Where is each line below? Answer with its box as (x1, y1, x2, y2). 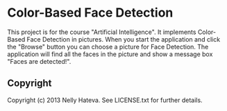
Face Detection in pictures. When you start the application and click (26, 35, 221, 43)
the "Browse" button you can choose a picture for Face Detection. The (7, 42, 209, 51)
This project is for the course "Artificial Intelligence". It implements (7, 28, 196, 36)
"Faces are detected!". (7, 57, 72, 65)
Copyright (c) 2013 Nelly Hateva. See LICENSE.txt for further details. (7, 96, 203, 104)
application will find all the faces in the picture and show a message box (7, 50, 213, 58)
